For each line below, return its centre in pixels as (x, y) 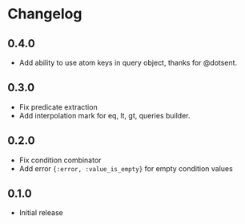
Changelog (45, 14)
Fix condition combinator (60, 160)
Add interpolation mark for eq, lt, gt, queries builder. (104, 115)
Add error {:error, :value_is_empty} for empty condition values (126, 168)
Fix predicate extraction (58, 107)
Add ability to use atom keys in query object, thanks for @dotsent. (128, 62)
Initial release (41, 213)
